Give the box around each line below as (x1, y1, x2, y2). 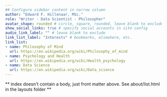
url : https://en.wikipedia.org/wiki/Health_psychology (9, 58, 126, 63)
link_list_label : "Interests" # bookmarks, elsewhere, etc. (5, 35, 133, 40)
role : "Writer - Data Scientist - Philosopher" (5, 16, 106, 21)
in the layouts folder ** (5, 87, 52, 92)
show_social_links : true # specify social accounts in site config (5, 26, 148, 31)
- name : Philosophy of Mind (5, 44, 64, 49)
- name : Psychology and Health (5, 53, 70, 59)
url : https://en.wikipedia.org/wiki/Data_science (9, 68, 114, 73)
